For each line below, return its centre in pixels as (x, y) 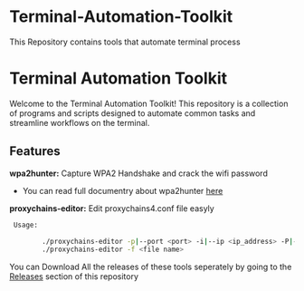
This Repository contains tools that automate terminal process (125, 42)
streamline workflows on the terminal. (80, 122)
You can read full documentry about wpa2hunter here (123, 190)
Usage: (26, 225)
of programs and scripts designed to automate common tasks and (133, 113)
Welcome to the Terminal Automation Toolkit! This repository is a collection (149, 103)
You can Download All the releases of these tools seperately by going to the (151, 267)
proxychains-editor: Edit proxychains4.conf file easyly (112, 208)
